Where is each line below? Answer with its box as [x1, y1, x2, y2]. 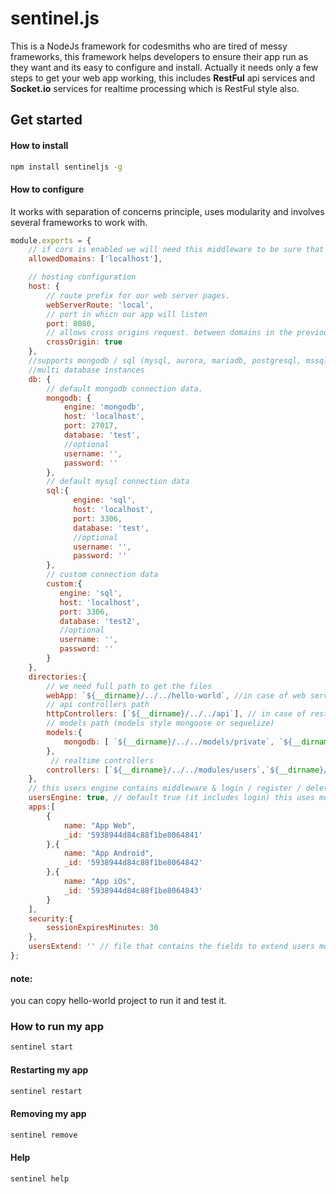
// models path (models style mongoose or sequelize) [46, 718, 275, 729]
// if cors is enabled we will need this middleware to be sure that [28, 245, 325, 255]
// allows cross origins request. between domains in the [46, 328, 293, 338]
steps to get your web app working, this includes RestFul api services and [10, 72, 316, 84]
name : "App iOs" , [63, 877, 137, 887]
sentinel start [10, 1042, 74, 1052]
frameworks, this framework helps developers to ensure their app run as [10, 50, 309, 62]
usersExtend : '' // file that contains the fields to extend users [28, 942, 315, 952]
